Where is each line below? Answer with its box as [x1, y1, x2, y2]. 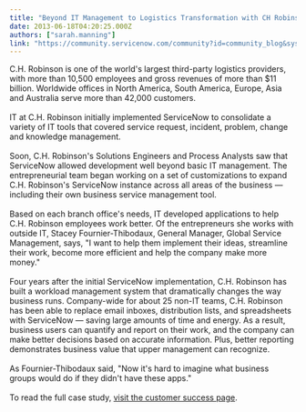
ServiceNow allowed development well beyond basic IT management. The [9, 160, 288, 171]
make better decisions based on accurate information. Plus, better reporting [9, 334, 294, 346]
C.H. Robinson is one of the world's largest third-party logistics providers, [9, 64, 287, 75]
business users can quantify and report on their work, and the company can [9, 325, 295, 336]
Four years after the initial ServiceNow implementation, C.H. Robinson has [9, 276, 287, 287]
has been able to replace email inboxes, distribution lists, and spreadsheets [9, 306, 291, 317]
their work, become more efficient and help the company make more [9, 247, 267, 258]
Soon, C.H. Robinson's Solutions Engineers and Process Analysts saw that [9, 151, 289, 162]
